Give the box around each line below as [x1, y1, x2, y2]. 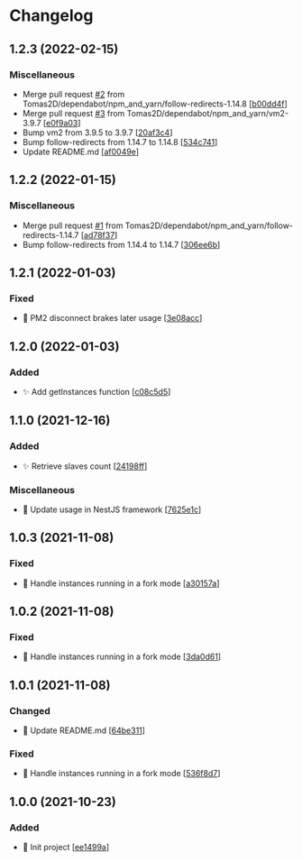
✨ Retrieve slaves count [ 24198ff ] [22, 461, 148, 472]
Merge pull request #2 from [22, 88, 125, 99]
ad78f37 [84, 229, 115, 240]
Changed [9, 704, 51, 717]
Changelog [9, 5, 94, 26]
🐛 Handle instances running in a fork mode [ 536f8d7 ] [22, 768, 221, 779]
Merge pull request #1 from [22, 220, 124, 231]
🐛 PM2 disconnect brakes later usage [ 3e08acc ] [22, 313, 203, 324]
